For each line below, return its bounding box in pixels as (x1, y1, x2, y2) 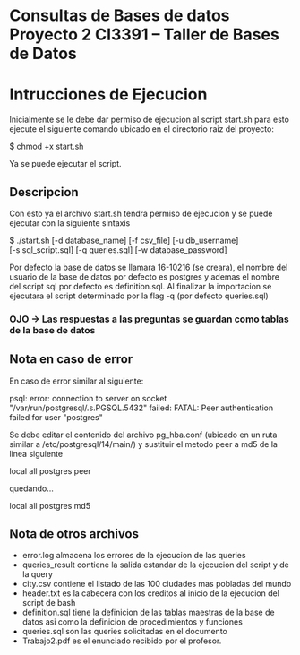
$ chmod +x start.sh (9, 141, 84, 152)
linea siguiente (9, 448, 64, 459)
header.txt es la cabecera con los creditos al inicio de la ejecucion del (21, 588, 280, 599)
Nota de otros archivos (9, 526, 139, 542)
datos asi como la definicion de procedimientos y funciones (21, 616, 244, 627)
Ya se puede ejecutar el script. (9, 159, 123, 169)
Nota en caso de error (9, 351, 133, 367)
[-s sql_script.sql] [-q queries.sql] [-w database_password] (9, 244, 227, 255)
